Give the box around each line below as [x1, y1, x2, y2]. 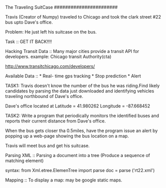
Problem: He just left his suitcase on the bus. [5, 29, 97, 34]
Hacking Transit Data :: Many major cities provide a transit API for [5, 48, 140, 54]
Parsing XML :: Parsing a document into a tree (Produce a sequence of [5, 152, 151, 158]
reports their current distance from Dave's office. [5, 118, 106, 124]
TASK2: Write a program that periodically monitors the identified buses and [5, 112, 160, 118]
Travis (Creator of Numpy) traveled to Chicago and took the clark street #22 [5, 14, 161, 19]
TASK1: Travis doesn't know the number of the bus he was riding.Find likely [5, 82, 160, 88]
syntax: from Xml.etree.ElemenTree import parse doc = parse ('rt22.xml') [5, 167, 155, 173]
